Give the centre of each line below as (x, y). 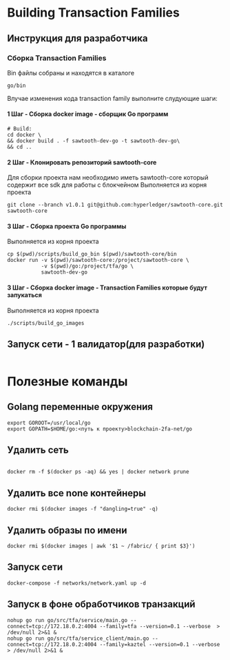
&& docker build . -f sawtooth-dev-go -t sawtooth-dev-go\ (94, 141)
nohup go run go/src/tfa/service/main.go (67, 620)
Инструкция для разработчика (77, 38)
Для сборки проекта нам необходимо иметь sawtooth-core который (108, 178)
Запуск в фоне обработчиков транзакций (101, 604)
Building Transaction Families (94, 13)
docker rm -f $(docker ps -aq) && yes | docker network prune (98, 472)
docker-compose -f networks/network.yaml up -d (77, 583)
